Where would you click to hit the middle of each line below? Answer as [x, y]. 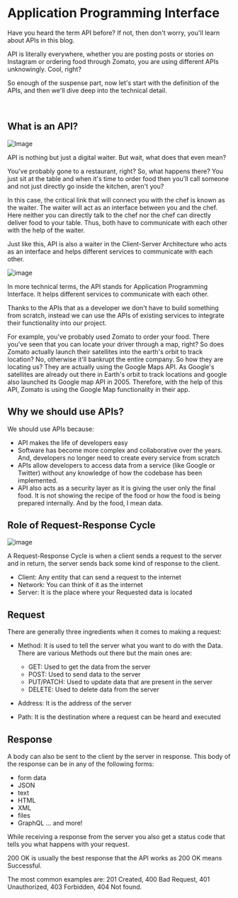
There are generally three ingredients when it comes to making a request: [114, 632]
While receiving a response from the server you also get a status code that [116, 837]
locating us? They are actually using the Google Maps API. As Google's [111, 366]
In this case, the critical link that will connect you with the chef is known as [116, 199]
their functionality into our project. [57, 323]
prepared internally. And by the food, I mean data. [90, 503]
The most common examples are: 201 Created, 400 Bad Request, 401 [109, 879]
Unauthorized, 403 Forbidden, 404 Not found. [75, 887]
